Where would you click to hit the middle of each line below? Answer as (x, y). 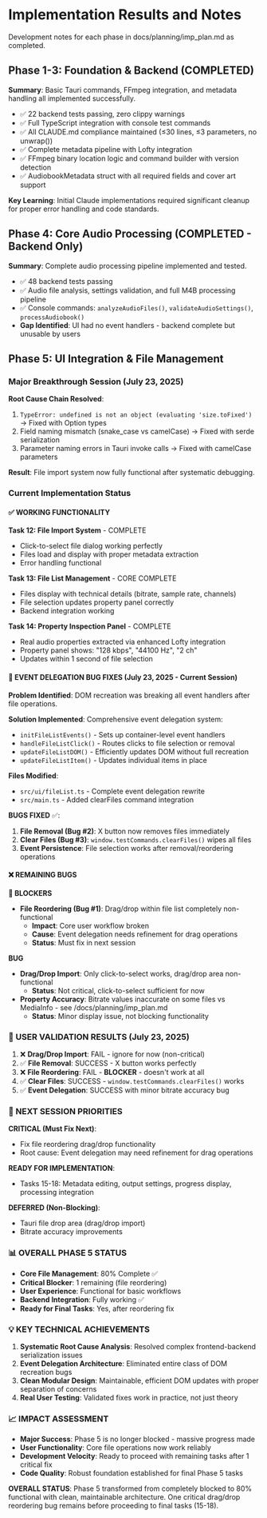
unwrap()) (36, 141)
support (33, 185)
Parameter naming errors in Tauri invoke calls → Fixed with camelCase (135, 449)
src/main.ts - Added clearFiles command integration (107, 799)
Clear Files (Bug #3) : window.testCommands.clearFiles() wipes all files (135, 839)
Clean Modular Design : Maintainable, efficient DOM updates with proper (139, 1380)
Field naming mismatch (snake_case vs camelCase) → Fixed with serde (137, 431)
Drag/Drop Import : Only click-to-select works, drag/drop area (122, 973)
